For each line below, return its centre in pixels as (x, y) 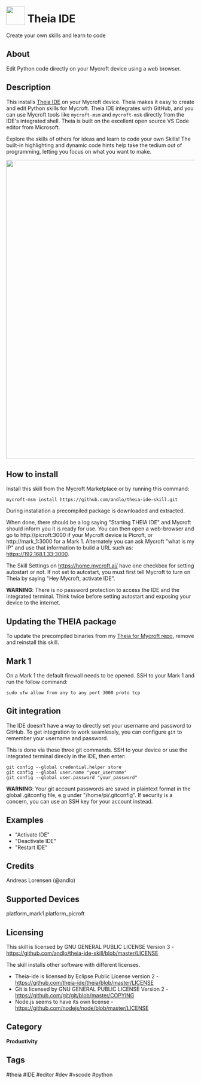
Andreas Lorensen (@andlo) (41, 880)
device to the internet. (33, 603)
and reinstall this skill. (33, 642)
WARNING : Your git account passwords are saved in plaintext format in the (98, 789)
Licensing (25, 932)
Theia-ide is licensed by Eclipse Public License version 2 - (87, 976)
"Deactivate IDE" (36, 841)
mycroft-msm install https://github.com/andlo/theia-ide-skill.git (92, 500)
